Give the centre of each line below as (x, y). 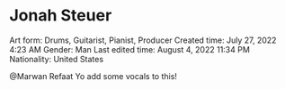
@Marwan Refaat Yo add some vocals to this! (94, 76)
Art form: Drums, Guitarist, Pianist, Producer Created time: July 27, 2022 (143, 40)
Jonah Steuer (61, 16)
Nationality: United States (57, 59)
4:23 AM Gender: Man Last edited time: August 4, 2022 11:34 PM (129, 49)
